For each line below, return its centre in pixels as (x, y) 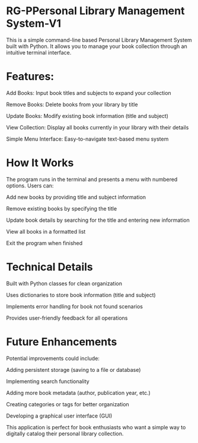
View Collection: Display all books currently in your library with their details (98, 127)
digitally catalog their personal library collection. (65, 434)
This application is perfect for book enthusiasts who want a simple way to (96, 427)
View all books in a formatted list (46, 231)
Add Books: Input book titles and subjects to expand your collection (89, 93)
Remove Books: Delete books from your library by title (72, 104)
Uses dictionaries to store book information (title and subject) (81, 295)
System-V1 (33, 23)
